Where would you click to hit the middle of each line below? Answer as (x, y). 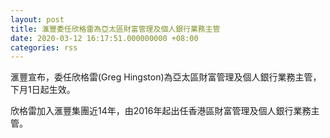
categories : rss (44, 47)
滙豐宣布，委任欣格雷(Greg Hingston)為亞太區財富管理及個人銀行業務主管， (166, 77)
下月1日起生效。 (43, 90)
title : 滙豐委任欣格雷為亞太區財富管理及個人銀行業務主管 (115, 29)
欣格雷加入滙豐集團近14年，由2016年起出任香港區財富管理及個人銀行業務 (161, 111)
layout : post (37, 19)
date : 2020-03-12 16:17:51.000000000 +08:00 (104, 38)
